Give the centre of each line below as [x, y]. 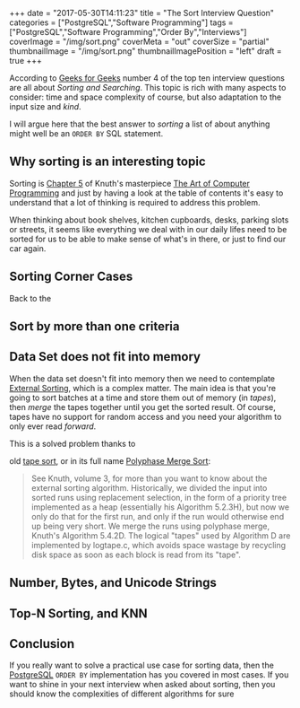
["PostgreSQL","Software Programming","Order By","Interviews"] [128, 32]
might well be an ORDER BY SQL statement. [86, 133]
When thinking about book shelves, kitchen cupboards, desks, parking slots [149, 220]
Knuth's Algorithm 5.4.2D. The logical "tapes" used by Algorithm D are [161, 535]
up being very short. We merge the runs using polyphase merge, [150, 526]
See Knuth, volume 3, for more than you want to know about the [149, 478]
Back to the [30, 298]
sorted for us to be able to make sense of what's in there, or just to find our [148, 239]
